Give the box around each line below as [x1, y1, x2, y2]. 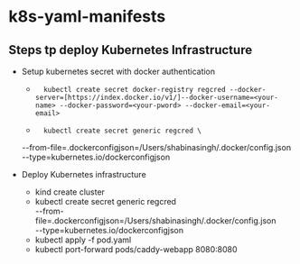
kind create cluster [34, 187, 106, 197]
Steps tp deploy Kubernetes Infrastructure [8, 42, 253, 58]
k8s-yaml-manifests [8, 6, 166, 27]
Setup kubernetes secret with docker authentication [21, 66, 216, 77]
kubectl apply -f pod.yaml [34, 234, 132, 245]
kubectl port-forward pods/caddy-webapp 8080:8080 [34, 244, 238, 254]
